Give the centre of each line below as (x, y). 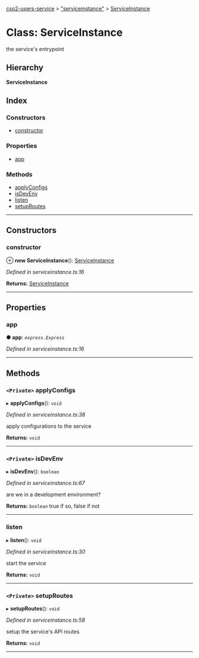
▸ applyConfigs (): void (34, 403)
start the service (26, 563)
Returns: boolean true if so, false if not (53, 506)
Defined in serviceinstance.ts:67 (46, 483)
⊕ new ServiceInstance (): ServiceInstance (60, 260)
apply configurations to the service (49, 426)
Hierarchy (25, 68)
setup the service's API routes (43, 631)
